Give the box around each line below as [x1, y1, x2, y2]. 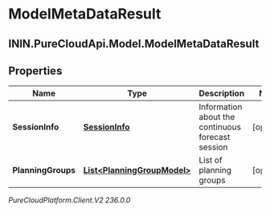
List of [198, 154, 223, 166]
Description [198, 88, 245, 99]
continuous [198, 121, 241, 133]
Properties [8, 63, 63, 77]
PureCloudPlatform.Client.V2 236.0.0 [8, 195, 131, 205]
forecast [198, 132, 231, 143]
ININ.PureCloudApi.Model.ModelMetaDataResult [8, 37, 260, 51]
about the [198, 112, 235, 123]
